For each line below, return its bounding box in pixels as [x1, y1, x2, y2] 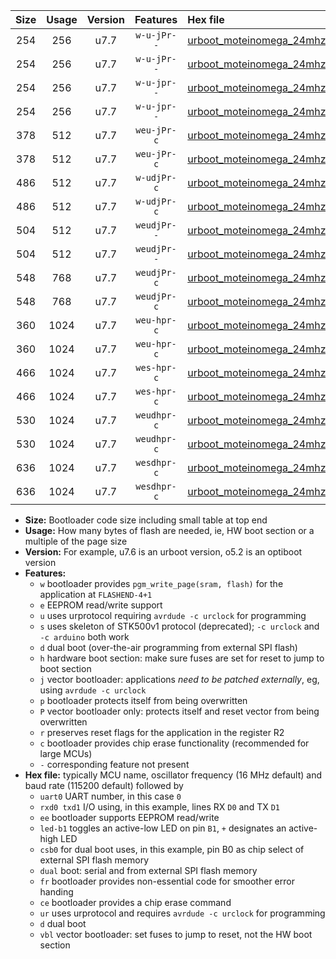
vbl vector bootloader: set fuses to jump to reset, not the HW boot [39, 929, 313, 940]
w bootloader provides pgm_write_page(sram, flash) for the [39, 578, 284, 589]
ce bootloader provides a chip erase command [39, 897, 232, 908]
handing [39, 886, 74, 898]
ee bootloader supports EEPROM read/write [39, 812, 220, 823]
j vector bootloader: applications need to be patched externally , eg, [39, 674, 320, 685]
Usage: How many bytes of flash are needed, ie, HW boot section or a [24, 525, 315, 536]
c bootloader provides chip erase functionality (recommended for [39, 737, 310, 749]
